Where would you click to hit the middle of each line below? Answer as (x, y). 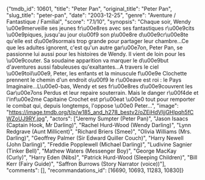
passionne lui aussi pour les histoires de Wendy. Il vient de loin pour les (96, 54)
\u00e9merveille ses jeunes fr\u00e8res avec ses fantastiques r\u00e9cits (100, 28)
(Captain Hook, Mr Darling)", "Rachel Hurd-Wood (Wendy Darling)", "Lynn (99, 125)
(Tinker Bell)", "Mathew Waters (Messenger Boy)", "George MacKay (92, 151)
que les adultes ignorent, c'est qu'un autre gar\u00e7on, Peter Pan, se (95, 47)
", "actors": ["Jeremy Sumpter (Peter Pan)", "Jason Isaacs (117, 119)
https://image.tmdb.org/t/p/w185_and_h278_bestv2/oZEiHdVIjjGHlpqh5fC (101, 112)
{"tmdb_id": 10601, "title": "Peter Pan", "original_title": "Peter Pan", (89, 9)
